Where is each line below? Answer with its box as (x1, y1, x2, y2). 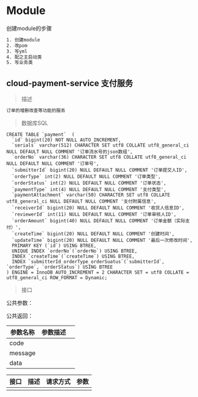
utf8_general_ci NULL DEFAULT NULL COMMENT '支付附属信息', (6, 198, 157, 205)
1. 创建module (6, 37, 41, 43)
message (9, 349, 36, 357)
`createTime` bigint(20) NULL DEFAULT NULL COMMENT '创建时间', (12, 231, 175, 237)
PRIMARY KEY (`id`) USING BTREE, (12, 242, 97, 249)
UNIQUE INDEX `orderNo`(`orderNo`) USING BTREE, (12, 248, 138, 254)
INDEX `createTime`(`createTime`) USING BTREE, (12, 253, 135, 260)
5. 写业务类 (6, 59, 34, 66)
